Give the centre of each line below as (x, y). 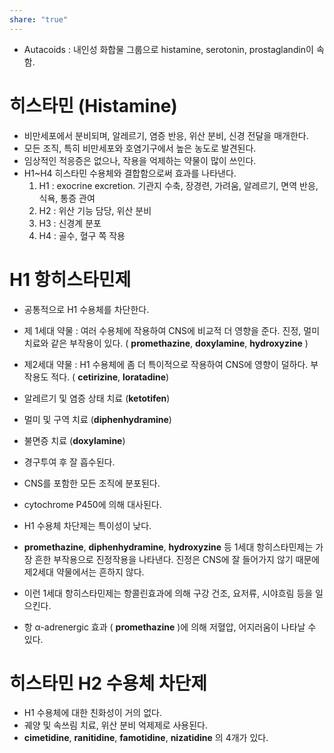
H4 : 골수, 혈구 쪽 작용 (82, 235)
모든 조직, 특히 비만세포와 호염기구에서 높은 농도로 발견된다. (140, 148)
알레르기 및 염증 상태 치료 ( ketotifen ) (97, 398)
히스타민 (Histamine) (93, 105)
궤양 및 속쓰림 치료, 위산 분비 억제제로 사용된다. (116, 725)
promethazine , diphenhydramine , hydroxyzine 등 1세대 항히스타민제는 (168, 547)
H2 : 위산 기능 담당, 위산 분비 (95, 210)
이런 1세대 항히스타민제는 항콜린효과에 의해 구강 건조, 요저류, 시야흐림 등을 (168, 593)
